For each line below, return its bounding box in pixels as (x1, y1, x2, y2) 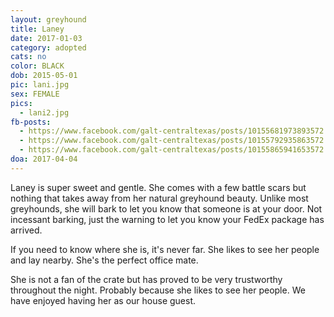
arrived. (10, 224, 43, 236)
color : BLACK (10, 61, 65, 71)
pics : (10, 98, 33, 108)
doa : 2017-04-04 (10, 154, 78, 164)
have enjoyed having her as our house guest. (10, 294, 197, 306)
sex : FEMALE (10, 89, 60, 99)
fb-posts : (10, 117, 52, 127)
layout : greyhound (10, 14, 87, 25)
